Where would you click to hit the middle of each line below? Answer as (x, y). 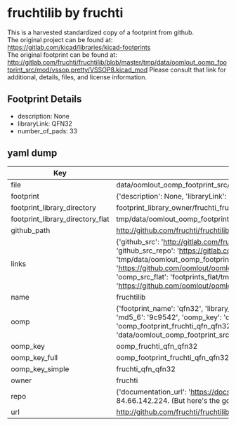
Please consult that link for (188, 69)
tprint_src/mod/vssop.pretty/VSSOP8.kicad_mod (78, 69)
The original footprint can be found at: (62, 55)
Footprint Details (45, 99)
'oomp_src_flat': (142, 277)
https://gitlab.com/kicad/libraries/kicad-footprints (79, 47)
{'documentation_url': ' (153, 392)
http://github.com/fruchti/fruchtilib (172, 412)
